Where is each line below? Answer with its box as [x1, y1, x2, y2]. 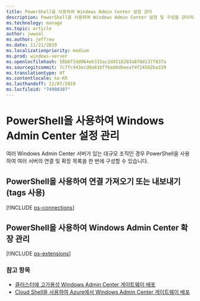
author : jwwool [6, 31, 44, 37]
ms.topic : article [6, 25, 52, 32]
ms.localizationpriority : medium [6, 48, 89, 54]
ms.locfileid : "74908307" [6, 87, 70, 93]
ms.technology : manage [6, 20, 62, 26]
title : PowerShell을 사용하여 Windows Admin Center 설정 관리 [6, 8, 152, 15]
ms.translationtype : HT [6, 70, 65, 76]
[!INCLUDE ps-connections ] [6, 204, 75, 211]
